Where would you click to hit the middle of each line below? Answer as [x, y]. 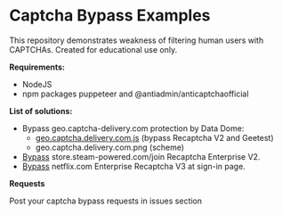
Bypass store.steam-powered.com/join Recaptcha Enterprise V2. [141, 156]
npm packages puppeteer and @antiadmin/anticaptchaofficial [135, 94]
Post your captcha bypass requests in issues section [106, 201]
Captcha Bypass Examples [110, 16]
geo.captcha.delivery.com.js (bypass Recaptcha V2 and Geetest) [154, 137]
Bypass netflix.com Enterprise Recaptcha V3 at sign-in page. [134, 166]
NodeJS [37, 84]
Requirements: [37, 67]
